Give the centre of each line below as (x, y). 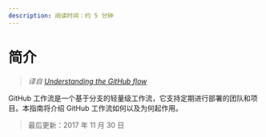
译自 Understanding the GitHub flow (87, 81)
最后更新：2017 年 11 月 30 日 (76, 125)
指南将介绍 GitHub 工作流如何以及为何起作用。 (106, 108)
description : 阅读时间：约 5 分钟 (61, 16)
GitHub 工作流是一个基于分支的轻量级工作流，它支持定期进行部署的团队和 (129, 98)
